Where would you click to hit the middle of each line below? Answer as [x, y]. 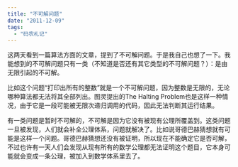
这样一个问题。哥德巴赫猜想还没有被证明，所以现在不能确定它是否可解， [125, 139]
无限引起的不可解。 [35, 72]
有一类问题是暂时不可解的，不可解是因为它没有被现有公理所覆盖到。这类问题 [119, 121]
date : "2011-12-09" [36, 21]
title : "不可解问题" [35, 14]
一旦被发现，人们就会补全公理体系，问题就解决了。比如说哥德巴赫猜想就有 [116, 129]
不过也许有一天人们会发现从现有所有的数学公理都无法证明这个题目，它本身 [116, 147]
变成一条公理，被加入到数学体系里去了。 [85, 156]
